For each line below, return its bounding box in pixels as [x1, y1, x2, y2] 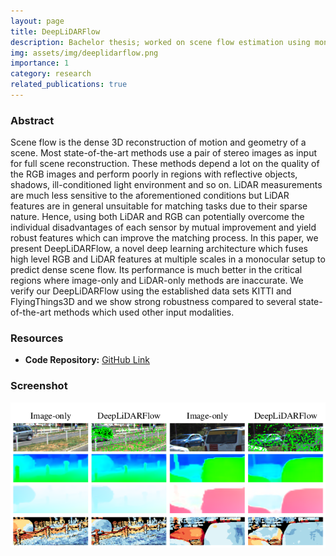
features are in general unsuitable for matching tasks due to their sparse [10, 200, 308, 212]
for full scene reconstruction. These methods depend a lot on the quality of [10, 158, 320, 170]
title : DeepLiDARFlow [10, 26, 101, 37]
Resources [10, 331, 64, 345]
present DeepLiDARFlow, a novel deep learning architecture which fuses [10, 243, 308, 255]
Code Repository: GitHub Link [24, 354, 151, 366]
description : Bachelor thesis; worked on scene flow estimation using [10, 37, 311, 47]
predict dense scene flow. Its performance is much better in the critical [10, 264, 303, 276]
